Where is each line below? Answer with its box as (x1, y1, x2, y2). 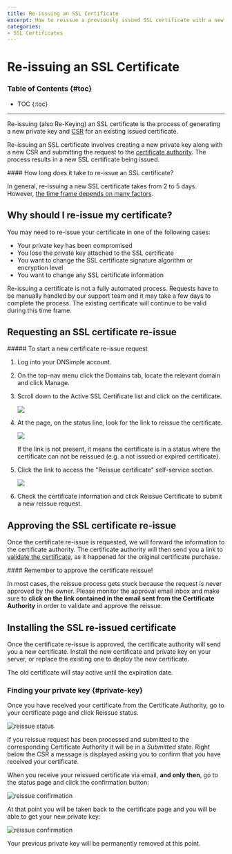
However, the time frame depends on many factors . (7, 189, 154, 197)
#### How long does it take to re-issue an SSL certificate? (7, 168, 174, 177)
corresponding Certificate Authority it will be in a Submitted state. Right (7, 742, 211, 751)
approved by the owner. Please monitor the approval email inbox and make (7, 587, 220, 596)
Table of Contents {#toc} (7, 84, 93, 94)
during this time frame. (7, 306, 72, 314)
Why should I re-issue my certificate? (7, 209, 173, 222)
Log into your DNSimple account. (17, 358, 112, 366)
